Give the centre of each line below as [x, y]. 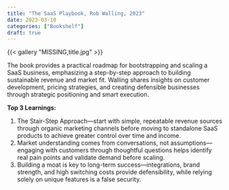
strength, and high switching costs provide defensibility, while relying [114, 172]
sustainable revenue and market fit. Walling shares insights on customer [108, 80]
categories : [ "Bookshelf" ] [45, 26]
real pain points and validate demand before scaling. [91, 158]
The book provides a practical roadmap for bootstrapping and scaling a [107, 65]
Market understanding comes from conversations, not [93, 143]
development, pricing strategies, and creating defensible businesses [104, 87]
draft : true [24, 33]
